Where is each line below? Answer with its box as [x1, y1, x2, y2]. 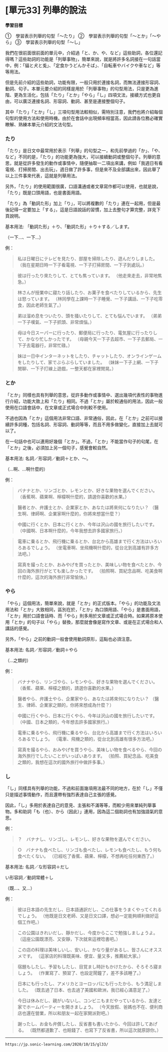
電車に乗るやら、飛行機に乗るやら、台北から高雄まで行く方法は [17, 729, 149, 735]
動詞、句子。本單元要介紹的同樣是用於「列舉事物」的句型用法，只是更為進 [5, 85, 158, 91]
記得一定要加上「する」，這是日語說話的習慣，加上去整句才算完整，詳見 [9, 207, 156, 213]
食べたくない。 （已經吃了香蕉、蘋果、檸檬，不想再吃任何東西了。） [17, 853, 157, 859]
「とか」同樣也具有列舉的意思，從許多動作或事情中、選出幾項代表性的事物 [5, 392, 158, 398]
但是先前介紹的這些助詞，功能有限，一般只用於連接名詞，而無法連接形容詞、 [5, 79, 163, 85]
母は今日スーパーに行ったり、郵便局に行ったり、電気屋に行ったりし [17, 330, 157, 336]
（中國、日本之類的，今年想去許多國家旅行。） [17, 719, 112, 725]
